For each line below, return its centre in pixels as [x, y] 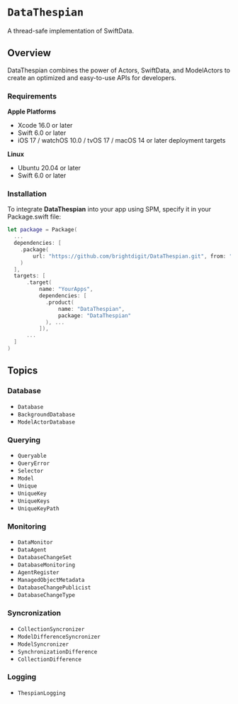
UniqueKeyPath [38, 508]
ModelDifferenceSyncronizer [59, 637]
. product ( [59, 302]
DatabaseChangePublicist [54, 588]
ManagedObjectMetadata [51, 581]
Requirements [32, 96]
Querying [24, 440]
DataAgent [32, 550]
